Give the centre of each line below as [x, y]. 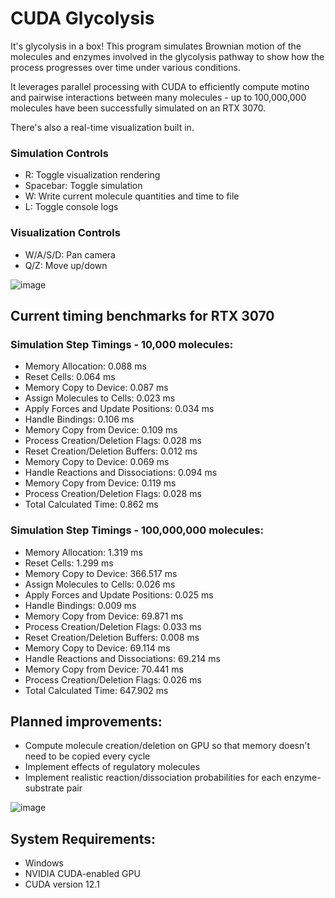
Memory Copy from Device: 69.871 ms [104, 616]
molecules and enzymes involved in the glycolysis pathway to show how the [167, 56]
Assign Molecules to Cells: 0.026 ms [100, 584]
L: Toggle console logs [71, 207]
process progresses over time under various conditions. [125, 67]
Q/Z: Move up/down [66, 265]
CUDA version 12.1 [62, 884]
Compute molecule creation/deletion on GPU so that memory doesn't [167, 746]
